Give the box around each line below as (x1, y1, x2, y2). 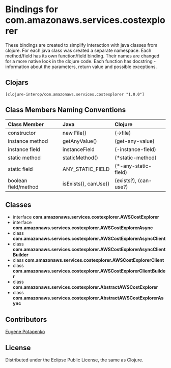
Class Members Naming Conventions (5, 106, 126, 114)
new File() (63, 129, 87, 136)
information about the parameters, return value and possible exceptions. (5, 64, 157, 70)
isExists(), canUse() (63, 180, 110, 187)
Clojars (5, 78, 29, 87)
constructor (8, 129, 36, 136)
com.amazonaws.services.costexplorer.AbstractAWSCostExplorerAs (12, 295, 164, 301)
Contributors (5, 315, 47, 324)
